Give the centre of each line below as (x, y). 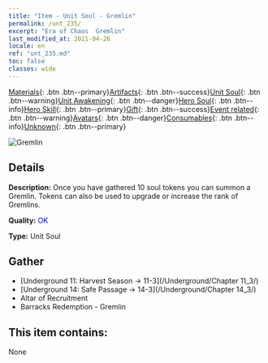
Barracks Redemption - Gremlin (73, 307)
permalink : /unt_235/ (45, 24)
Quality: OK (28, 220)
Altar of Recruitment (54, 298)
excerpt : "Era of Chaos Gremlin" (67, 31)
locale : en (27, 46)
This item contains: (58, 333)
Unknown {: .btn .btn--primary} (75, 126)
